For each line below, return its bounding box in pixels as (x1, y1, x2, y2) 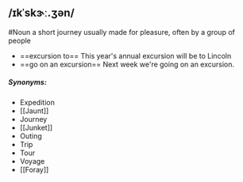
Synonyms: (8, 78, 48, 87)
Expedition (19, 97, 56, 107)
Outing (19, 131, 42, 141)
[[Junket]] (19, 123, 53, 132)
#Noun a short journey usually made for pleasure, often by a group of (8, 27, 236, 36)
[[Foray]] (19, 165, 49, 174)
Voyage (19, 156, 45, 165)
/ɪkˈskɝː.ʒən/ (8, 6, 75, 20)
